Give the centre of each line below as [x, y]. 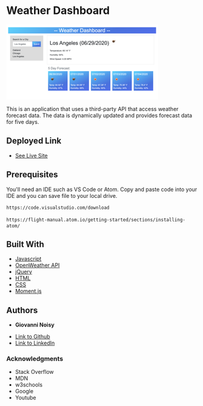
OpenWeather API [37, 265]
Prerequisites [32, 174]
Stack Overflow [35, 372]
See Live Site [32, 155]
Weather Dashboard [58, 11]
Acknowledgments [35, 359]
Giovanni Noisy [35, 325]
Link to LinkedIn [35, 343]
